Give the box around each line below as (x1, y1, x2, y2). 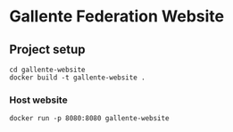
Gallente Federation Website (9, 6, 225, 27)
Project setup (9, 42, 87, 57)
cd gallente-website (9, 65, 87, 74)
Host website (9, 94, 69, 106)
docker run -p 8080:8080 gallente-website (9, 114, 170, 123)
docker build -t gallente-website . (9, 73, 146, 82)
